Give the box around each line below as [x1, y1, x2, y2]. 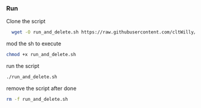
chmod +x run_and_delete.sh [6, 52, 77, 58]
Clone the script [6, 18, 46, 25]
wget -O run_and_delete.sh [11, 29, 79, 35]
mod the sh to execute [6, 40, 62, 47]
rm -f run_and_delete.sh [6, 96, 68, 102]
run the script [6, 63, 40, 70]
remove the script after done [6, 85, 77, 92]
